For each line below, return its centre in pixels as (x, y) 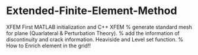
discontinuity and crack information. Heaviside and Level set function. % (95, 39)
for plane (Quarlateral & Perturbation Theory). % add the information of (93, 33)
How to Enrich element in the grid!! (48, 46)
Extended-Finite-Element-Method (92, 11)
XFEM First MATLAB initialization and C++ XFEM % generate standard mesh (99, 27)
